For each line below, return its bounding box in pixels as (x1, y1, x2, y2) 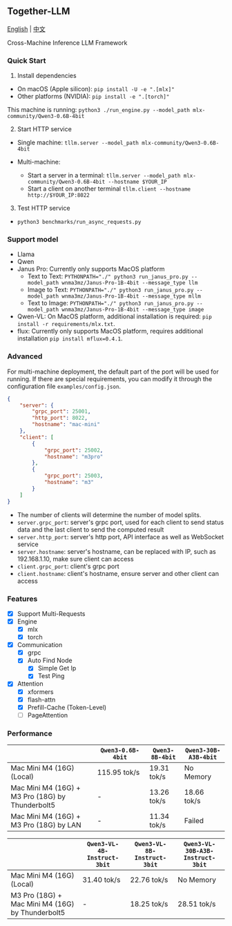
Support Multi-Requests (17, 609, 86, 617)
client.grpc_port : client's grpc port (17, 562, 119, 570)
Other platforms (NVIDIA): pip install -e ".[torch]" (17, 93, 170, 101)
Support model (7, 235, 59, 244)
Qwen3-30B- (185, 746, 221, 755)
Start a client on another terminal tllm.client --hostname (27, 184, 191, 193)
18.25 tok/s (130, 899, 168, 909)
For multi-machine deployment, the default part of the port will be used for (7, 367, 219, 376)
